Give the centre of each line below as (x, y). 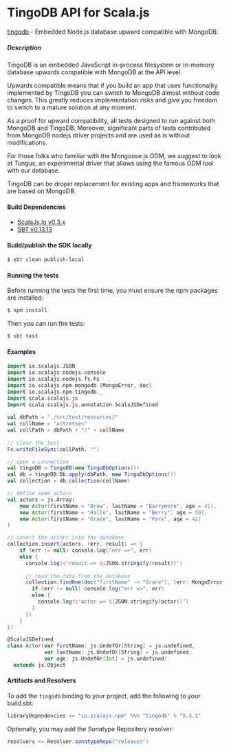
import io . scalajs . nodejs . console (57, 373)
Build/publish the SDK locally (49, 245)
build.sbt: (20, 703)
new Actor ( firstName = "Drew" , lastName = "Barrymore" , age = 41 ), (118, 506)
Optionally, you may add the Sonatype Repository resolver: (90, 729)
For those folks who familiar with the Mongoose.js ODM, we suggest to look (114, 155)
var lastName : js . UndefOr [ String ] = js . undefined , (118, 652)
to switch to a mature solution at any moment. (72, 107)
